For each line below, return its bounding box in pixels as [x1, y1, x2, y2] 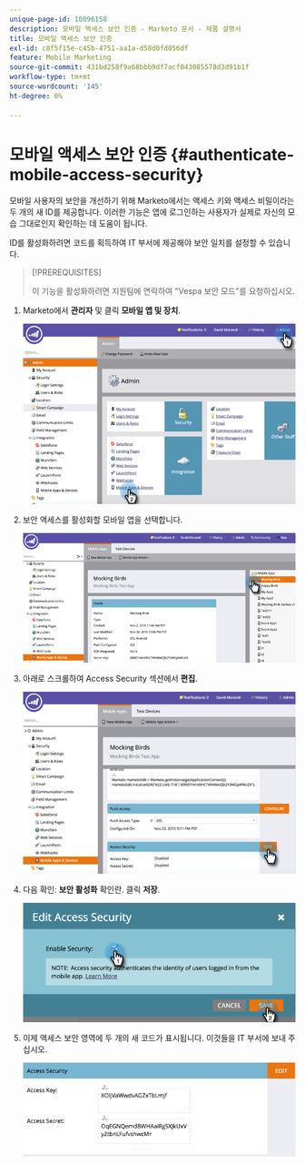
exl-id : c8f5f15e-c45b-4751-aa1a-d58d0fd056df [9, 44, 189, 53]
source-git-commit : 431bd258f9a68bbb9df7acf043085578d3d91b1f [9, 63, 250, 72]
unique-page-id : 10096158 [9, 15, 107, 24]
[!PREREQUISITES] [31, 267, 102, 278]
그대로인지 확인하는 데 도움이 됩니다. [18, 218, 148, 229]
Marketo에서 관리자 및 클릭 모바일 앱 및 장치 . [22, 305, 182, 316]
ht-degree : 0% [9, 91, 64, 100]
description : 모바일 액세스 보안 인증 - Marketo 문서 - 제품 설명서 [9, 24, 241, 34]
